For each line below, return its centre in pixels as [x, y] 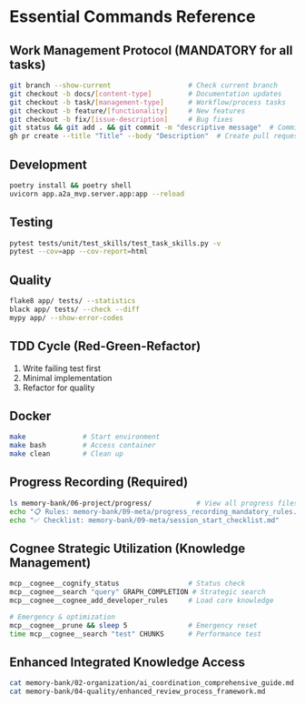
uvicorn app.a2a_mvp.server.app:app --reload [97, 194]
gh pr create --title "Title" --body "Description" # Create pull [140, 136]
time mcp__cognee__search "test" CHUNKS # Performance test [135, 634]
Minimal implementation [67, 378]
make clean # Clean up [67, 454]
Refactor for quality [59, 388]
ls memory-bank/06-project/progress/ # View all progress [142, 503]
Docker [30, 416]
